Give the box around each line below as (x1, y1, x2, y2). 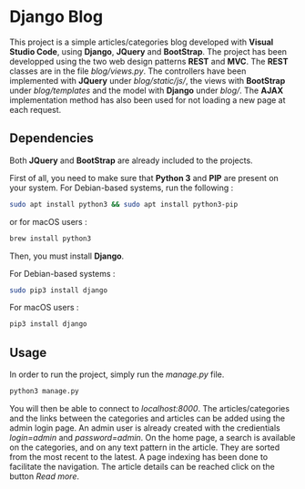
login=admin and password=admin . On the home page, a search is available (9, 432, 296, 443)
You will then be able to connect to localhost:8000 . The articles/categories (9, 402, 290, 413)
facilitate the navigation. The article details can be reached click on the (9, 461, 275, 472)
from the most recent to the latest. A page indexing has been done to (9, 451, 269, 462)
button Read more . (9, 471, 80, 482)
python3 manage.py (9, 387, 79, 396)
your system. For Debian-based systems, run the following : (9, 182, 234, 193)
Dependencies (9, 130, 94, 147)
